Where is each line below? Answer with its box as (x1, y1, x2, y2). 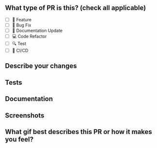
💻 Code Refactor (12, 33, 47, 39)
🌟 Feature (12, 16, 31, 22)
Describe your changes (5, 62, 77, 70)
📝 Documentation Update (12, 28, 63, 33)
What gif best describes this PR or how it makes (5, 128, 153, 136)
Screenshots (5, 111, 45, 119)
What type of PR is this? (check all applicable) (5, 4, 146, 12)
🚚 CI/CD (12, 48, 29, 53)
